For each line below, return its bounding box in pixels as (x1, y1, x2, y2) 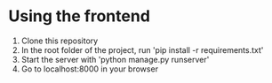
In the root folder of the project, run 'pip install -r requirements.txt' (20, 44, 264, 55)
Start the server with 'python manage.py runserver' (20, 54, 210, 64)
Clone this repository (20, 35, 99, 46)
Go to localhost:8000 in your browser (20, 64, 159, 74)
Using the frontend (8, 6, 150, 26)
